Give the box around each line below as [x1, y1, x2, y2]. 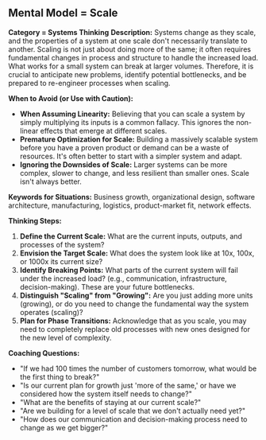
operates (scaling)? [19, 307, 83, 317]
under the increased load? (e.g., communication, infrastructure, [19, 274, 228, 283]
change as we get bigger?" [19, 422, 109, 432]
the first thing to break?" [19, 372, 100, 381]
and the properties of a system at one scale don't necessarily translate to [8, 36, 248, 45]
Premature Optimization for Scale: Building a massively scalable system [19, 134, 258, 144]
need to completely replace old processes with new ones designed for [19, 324, 251, 333]
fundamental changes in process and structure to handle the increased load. [8, 53, 259, 62]
